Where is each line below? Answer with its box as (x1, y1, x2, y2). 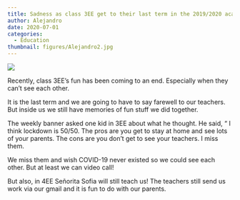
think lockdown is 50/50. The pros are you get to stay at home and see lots (7, 127, 228, 135)
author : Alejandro (7, 17, 62, 24)
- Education (14, 37, 50, 44)
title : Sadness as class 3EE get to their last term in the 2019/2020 (7, 10, 222, 18)
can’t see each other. (7, 84, 70, 93)
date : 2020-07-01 (7, 23, 59, 31)
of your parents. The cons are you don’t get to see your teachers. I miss (7, 135, 219, 142)
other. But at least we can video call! (7, 163, 114, 172)
